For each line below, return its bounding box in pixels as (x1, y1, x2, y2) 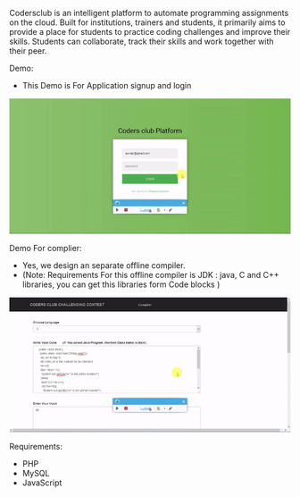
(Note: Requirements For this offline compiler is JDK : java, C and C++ (21, 269, 279, 280)
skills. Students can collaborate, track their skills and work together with (9, 36, 274, 46)
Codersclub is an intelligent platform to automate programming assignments (9, 8, 289, 18)
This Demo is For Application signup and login (21, 80, 192, 90)
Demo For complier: (9, 242, 82, 253)
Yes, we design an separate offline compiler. (21, 259, 186, 271)
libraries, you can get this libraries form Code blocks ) (21, 279, 221, 290)
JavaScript (21, 477, 62, 488)
